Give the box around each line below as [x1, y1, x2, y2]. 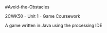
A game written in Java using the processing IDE [5, 22, 103, 28]
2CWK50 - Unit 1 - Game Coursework [5, 13, 80, 19]
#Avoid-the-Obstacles [5, 4, 50, 10]
